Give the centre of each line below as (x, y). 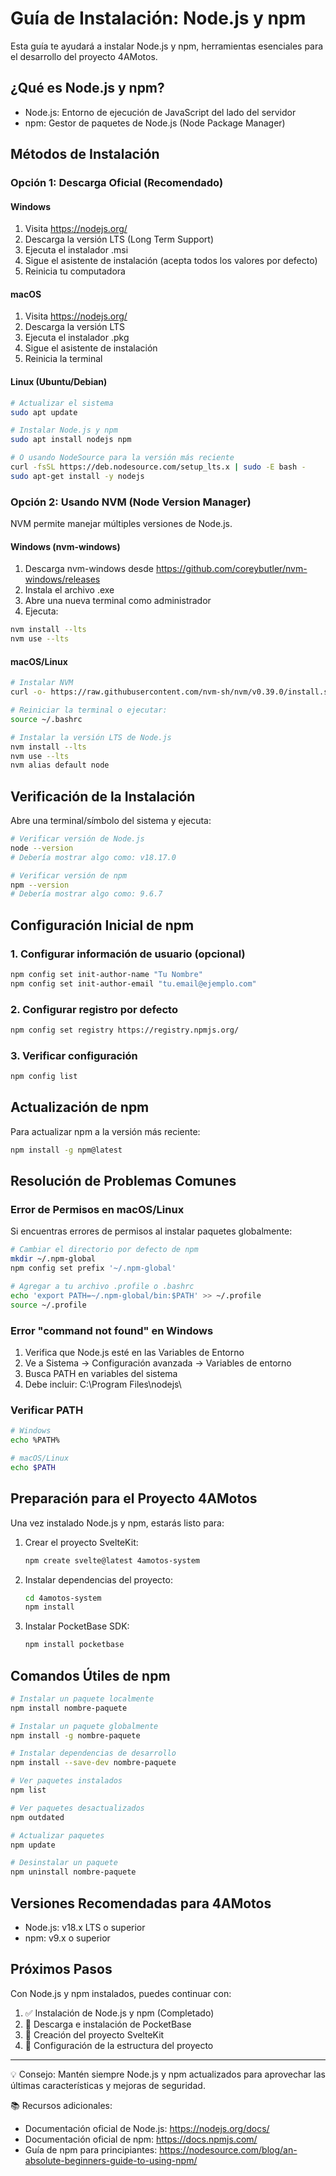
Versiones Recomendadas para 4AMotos (141, 1903)
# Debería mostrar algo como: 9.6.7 (86, 894)
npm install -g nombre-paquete (75, 1735)
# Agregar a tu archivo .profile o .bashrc (102, 1287)
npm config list (44, 1077)
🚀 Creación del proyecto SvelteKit (94, 2034)
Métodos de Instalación (85, 154)
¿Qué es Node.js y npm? (87, 88)
